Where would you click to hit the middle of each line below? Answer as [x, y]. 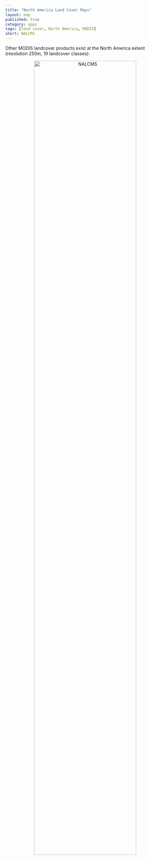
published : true [22, 19]
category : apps [21, 24]
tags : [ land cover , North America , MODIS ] [51, 29]
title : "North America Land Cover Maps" [49, 10]
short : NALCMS [20, 34]
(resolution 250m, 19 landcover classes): [48, 53]
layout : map [18, 15]
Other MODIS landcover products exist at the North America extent [75, 48]
